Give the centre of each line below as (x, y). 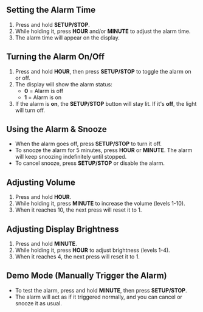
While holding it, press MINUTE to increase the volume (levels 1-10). (100, 204)
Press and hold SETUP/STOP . (52, 24)
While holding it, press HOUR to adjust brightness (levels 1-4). (92, 250)
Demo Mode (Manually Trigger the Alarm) (87, 276)
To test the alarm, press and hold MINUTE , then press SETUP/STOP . (101, 290)
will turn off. (30, 110)
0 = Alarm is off (44, 91)
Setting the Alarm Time (51, 10)
